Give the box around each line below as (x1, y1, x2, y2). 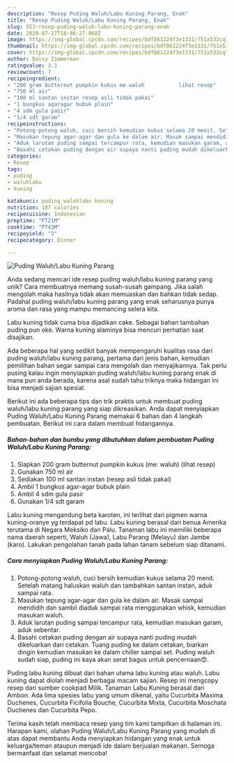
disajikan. (7, 333, 35, 341)
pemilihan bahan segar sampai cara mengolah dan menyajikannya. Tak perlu (7, 362, 227, 370)
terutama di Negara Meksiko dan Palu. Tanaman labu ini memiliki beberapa (7, 525, 221, 534)
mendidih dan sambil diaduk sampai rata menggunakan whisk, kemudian (17, 603, 226, 612)
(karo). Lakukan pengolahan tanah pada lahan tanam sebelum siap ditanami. (7, 541, 226, 549)
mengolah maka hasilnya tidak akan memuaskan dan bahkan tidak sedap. (7, 290, 219, 298)
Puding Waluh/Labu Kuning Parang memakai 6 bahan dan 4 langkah (7, 412, 203, 420)
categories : (7, 153, 42, 160)
